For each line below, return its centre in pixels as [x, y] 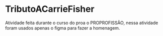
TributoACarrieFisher [50, 9]
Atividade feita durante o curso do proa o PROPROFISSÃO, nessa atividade [81, 23]
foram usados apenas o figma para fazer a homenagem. [63, 28]
